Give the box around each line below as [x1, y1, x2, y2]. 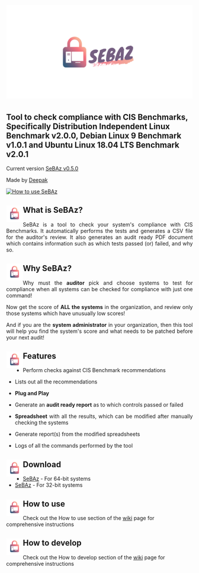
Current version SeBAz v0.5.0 [6, 165, 79, 172]
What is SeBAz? [23, 205, 83, 215]
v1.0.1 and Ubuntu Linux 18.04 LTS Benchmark [6, 140, 179, 150]
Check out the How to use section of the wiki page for [23, 515, 155, 522]
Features [23, 351, 56, 361]
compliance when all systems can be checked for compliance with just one [6, 285, 193, 292]
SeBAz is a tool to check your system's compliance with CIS [23, 221, 193, 228]
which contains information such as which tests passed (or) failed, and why [6, 240, 193, 247]
